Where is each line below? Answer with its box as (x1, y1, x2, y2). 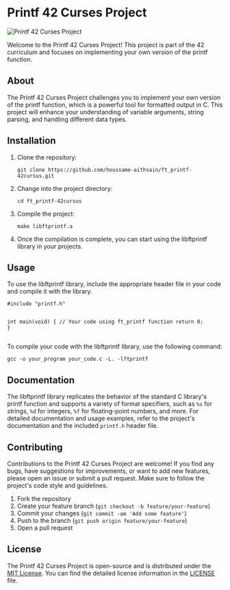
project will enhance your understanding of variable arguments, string (7, 107, 204, 116)
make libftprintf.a (16, 222, 73, 230)
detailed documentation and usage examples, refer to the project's (7, 414, 195, 422)
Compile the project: (16, 209, 75, 218)
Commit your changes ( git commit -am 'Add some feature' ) (16, 509, 187, 517)
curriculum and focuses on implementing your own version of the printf (7, 48, 208, 56)
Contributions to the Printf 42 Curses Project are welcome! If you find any (7, 460, 214, 467)
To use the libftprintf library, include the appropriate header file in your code (7, 280, 221, 288)
